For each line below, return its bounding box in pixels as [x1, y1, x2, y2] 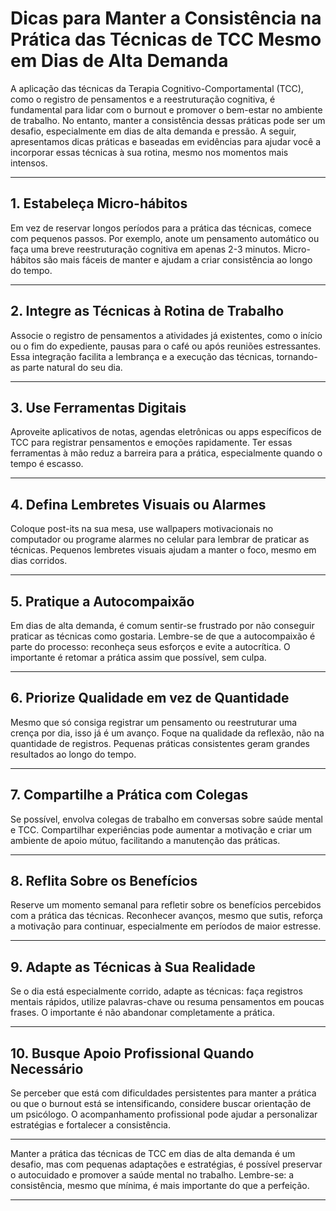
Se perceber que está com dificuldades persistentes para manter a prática [10, 1087, 317, 1099]
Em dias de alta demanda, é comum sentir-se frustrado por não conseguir [10, 620, 315, 631]
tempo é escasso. [10, 458, 84, 470]
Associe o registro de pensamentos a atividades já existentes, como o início [10, 329, 323, 341]
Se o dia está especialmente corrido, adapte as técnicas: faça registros [10, 985, 303, 997]
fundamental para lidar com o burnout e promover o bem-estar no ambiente [10, 103, 323, 116]
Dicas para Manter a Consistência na [10, 7, 322, 30]
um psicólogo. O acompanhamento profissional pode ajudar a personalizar [10, 1108, 318, 1121]
